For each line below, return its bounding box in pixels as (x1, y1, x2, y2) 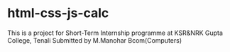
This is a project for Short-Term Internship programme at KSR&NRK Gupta (7, 28, 224, 37)
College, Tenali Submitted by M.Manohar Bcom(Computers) (7, 36, 182, 44)
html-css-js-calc (7, 5, 109, 21)
